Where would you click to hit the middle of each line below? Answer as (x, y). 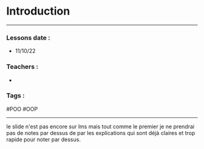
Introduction (38, 11)
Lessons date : (28, 38)
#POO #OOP (22, 109)
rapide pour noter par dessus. (43, 139)
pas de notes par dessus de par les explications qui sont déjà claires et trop (101, 133)
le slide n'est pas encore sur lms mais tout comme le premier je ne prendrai (100, 126)
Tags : (16, 95)
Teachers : (22, 67)
